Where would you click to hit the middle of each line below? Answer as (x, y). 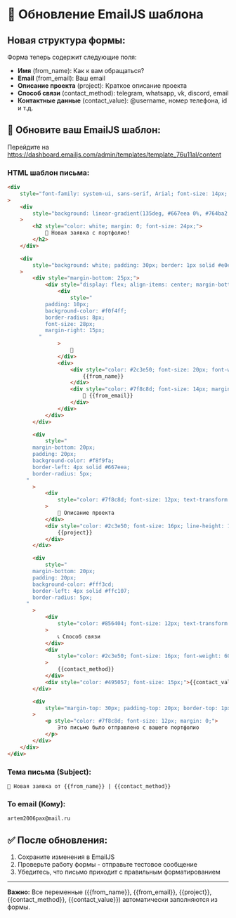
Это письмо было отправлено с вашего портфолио (128, 728)
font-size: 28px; (70, 324)
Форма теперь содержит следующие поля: (72, 57)
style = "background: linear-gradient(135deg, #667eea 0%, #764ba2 (130, 214)
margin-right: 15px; (75, 330)
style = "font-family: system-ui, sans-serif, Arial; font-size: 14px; (124, 194)
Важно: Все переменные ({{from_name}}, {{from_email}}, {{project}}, (110, 892)
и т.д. (25, 108)
